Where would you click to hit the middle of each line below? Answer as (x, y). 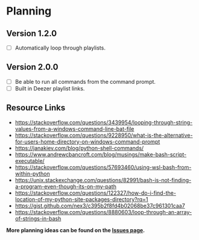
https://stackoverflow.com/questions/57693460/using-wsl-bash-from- (103, 167)
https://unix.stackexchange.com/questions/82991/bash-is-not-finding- (103, 180)
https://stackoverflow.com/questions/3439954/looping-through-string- (104, 122)
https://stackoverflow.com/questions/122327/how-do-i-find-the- (96, 193)
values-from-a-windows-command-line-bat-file (74, 128)
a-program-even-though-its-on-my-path (65, 186)
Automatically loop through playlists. (60, 48)
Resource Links (36, 108)
